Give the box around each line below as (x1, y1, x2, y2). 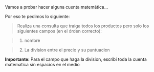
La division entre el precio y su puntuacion (24, 47, 110, 53)
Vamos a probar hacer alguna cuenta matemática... (5, 4, 109, 10)
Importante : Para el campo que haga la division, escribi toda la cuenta (5, 56, 147, 62)
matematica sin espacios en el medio (5, 62, 80, 67)
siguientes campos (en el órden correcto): (17, 28, 102, 34)
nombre (24, 37, 41, 43)
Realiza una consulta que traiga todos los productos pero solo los (17, 23, 149, 29)
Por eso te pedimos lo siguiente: (5, 14, 70, 19)
